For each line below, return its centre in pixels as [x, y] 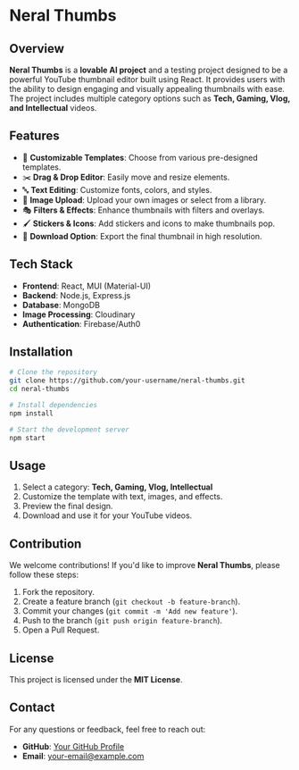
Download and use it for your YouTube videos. [107, 515]
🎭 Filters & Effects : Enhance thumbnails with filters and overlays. [143, 210]
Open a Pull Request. [61, 630]
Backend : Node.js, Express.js [76, 295]
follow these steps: [44, 575]
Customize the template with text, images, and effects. [122, 497]
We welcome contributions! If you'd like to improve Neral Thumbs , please [145, 565]
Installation [41, 352]
